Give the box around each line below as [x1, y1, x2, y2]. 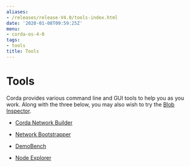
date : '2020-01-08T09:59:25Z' [6, 20, 83, 26]
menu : [6, 25, 20, 32]
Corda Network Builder [15, 119, 73, 126]
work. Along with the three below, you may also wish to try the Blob [6, 100, 175, 108]
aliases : [6, 8, 29, 15]
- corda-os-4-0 [6, 31, 45, 38]
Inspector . [6, 107, 32, 114]
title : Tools [6, 48, 39, 54]
